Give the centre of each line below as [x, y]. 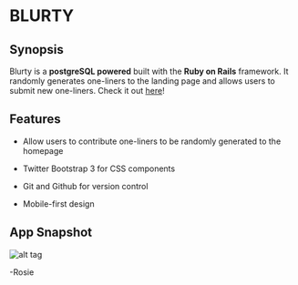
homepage [43, 150]
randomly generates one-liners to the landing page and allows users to [142, 81]
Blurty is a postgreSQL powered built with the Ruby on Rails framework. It [149, 71]
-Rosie [22, 272]
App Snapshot [51, 233]
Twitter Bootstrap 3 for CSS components [99, 168]
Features [35, 119]
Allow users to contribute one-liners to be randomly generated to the [152, 141]
